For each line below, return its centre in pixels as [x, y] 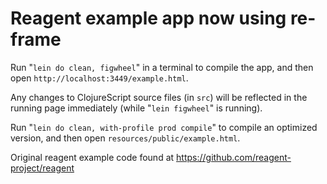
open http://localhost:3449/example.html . [99, 78]
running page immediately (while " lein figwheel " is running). [136, 108]
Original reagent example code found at [92, 157]
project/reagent [42, 168]
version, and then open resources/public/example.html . [125, 138]
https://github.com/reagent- [234, 157]
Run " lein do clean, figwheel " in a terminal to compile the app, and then [162, 67]
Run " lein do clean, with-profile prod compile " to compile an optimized [164, 127]
